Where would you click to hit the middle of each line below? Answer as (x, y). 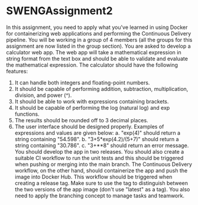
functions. (27, 114)
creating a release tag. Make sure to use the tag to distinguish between (101, 183)
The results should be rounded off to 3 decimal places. (82, 120)
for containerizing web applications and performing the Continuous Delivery (99, 33)
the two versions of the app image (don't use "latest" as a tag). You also (102, 189)
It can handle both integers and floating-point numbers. (82, 82)
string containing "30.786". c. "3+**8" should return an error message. (102, 145)
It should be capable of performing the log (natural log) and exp (92, 108)
